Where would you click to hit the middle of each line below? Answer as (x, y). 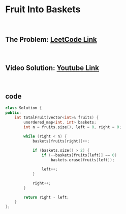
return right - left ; (46, 197)
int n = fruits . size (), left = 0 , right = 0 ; (73, 127)
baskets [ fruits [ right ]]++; (61, 141)
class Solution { (24, 108)
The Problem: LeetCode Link (51, 40)
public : (13, 113)
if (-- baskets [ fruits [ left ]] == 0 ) (79, 155)
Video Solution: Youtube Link (52, 68)
